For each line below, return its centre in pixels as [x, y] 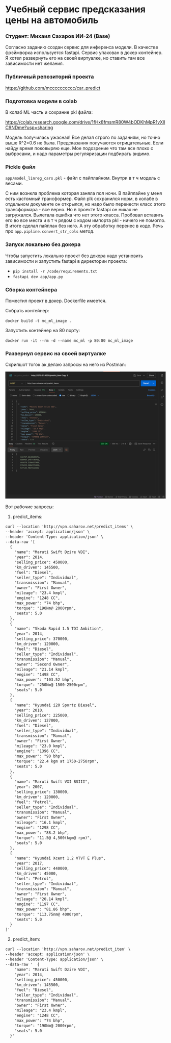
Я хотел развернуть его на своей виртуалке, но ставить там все [75, 58]
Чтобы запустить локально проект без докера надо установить [74, 256]
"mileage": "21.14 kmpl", [42, 669]
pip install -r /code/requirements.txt [55, 271]
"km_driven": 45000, [36, 874]
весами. [14, 183]
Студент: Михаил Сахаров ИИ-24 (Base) [58, 36]
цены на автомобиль [52, 20]
